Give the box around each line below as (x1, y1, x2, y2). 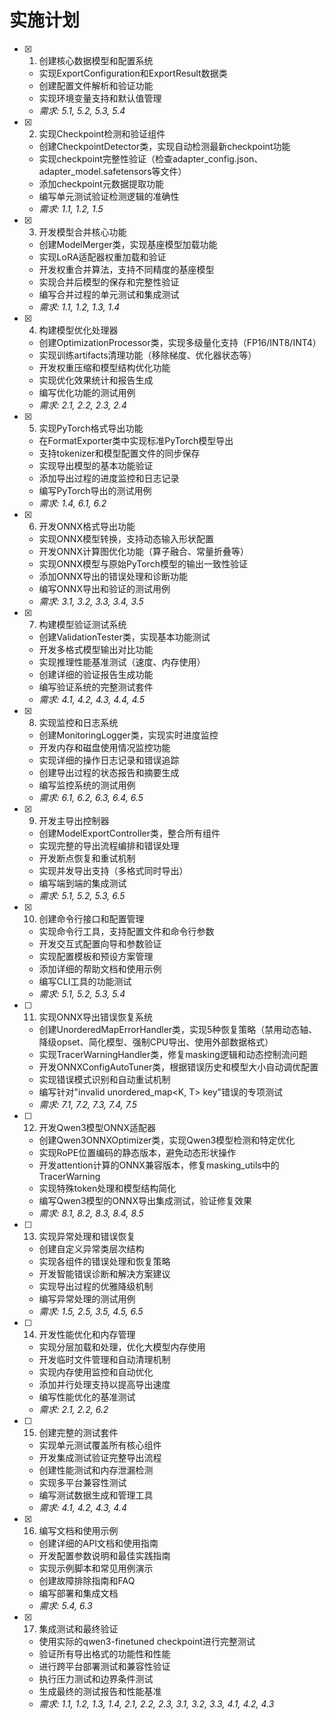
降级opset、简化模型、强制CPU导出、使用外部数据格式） (38, 1036, 274, 1048)
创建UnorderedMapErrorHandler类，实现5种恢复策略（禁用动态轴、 (38, 1023, 318, 1035)
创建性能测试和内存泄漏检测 (38, 1464, 154, 1476)
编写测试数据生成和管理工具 (38, 1489, 154, 1501)
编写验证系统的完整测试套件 (38, 681, 154, 693)
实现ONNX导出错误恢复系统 (38, 1011, 153, 1023)
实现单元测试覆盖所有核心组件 (38, 1439, 162, 1451)
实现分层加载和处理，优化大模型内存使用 (38, 1341, 206, 1353)
